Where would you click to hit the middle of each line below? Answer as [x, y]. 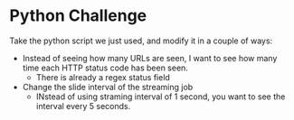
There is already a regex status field [103, 77]
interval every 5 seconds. [83, 106]
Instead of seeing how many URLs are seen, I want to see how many [150, 58]
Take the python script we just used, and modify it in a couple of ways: [141, 41]
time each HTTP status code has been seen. [105, 68]
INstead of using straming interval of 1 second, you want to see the [161, 97]
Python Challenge [78, 16]
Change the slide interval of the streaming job [108, 87]
